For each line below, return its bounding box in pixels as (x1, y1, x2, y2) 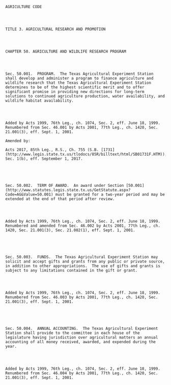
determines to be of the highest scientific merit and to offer (5, 85, 145, 90)
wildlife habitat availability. (5, 98, 74, 103)
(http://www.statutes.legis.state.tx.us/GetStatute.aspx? (5, 187, 131, 192)
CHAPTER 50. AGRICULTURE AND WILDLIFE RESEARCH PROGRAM (5, 49, 126, 54)
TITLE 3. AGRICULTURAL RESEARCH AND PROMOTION (5, 27, 106, 32)
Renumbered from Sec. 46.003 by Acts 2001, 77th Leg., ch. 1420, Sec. (5, 295, 158, 300)
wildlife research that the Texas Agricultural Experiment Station (5, 80, 152, 85)
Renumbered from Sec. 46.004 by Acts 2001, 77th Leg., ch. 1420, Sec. (5, 371, 158, 376)
